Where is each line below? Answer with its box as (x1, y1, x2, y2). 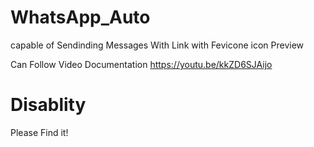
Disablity (10, 94, 87, 116)
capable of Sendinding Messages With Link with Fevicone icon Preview (10, 39, 305, 51)
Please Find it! (10, 126, 69, 138)
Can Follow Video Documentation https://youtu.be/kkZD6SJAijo (10, 58, 273, 70)
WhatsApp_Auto (10, 6, 151, 29)
